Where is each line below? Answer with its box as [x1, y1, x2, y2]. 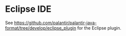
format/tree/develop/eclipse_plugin [5, 25, 76, 31]
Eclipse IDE [5, 3, 51, 15]
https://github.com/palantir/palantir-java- [14, 20, 97, 26]
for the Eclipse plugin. [77, 25, 122, 31]
